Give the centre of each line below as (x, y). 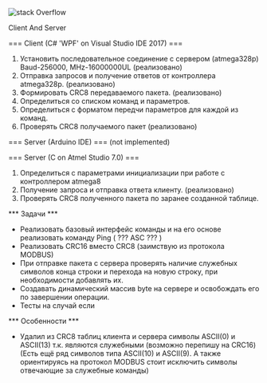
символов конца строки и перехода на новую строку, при (118, 272)
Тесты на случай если (57, 306)
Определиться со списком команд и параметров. (105, 101)
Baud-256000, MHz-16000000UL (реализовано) (101, 67)
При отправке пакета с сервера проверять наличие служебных (128, 263)
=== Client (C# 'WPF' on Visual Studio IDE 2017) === (96, 43)
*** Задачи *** (33, 214)
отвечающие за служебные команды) (84, 370)
